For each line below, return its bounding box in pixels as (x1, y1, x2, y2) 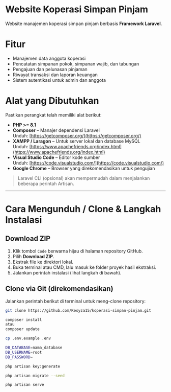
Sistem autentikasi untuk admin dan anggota (12, 77, 106, 83)
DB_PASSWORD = (5, 354, 33, 360)
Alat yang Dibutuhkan (5, 95, 99, 107)
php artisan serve (5, 382, 44, 387)
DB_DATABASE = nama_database (5, 345, 63, 350)
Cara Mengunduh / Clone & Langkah (5, 203, 161, 215)
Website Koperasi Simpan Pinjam (5, 4, 149, 15)
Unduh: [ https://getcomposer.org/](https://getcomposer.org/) (12, 132, 141, 139)
